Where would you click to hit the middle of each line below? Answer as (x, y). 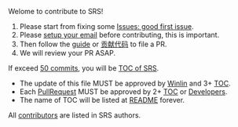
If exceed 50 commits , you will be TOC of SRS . (84, 68)
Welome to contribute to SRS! (56, 11)
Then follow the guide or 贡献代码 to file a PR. (93, 44)
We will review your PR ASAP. (68, 53)
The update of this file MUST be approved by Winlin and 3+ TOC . (125, 83)
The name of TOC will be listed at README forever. (102, 100)
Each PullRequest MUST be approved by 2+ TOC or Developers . (123, 92)
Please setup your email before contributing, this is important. (119, 35)
